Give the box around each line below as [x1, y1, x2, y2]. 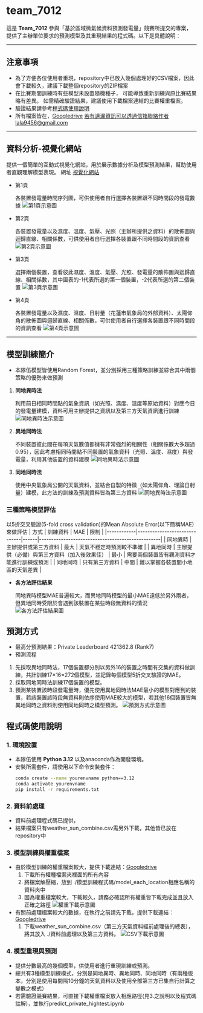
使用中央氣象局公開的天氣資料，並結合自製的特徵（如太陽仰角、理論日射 [14, 482, 195, 489]
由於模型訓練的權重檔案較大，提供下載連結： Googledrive [14, 864, 157, 871]
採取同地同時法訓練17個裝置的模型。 [14, 679, 106, 686]
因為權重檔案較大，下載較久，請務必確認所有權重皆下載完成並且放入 [24, 894, 194, 901]
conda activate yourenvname [14, 781, 86, 787]
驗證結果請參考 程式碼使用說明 [14, 104, 89, 112]
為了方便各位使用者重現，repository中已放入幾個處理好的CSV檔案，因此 [14, 74, 195, 82]
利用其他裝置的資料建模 [31, 456, 89, 463]
